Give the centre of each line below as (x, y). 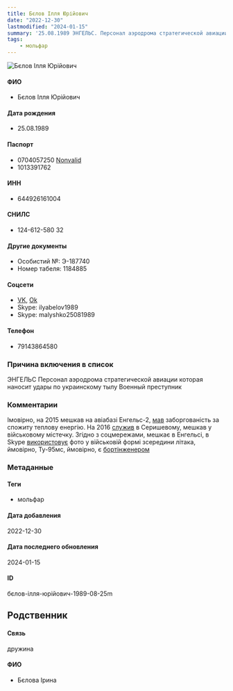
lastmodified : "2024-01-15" (48, 26)
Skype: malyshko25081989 (56, 315)
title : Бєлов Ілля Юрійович (48, 14)
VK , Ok (27, 300)
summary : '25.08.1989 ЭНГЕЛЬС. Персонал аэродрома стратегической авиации (118, 33)
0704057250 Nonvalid (49, 160)
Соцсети (20, 284)
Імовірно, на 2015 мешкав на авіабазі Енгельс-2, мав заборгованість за (113, 420)
